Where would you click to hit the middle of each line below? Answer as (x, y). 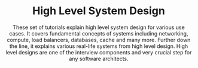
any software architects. (99, 59)
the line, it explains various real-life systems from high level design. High (99, 46)
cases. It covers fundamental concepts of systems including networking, (99, 33)
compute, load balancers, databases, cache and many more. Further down (99, 40)
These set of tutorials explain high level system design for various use (99, 27)
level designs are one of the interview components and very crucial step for (99, 52)
